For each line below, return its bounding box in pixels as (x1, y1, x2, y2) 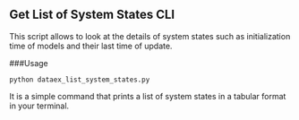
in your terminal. (9, 100, 70, 111)
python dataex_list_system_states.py (9, 75, 150, 84)
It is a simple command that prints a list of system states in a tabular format (9, 90, 286, 101)
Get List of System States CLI (9, 7, 175, 22)
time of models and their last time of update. (9, 40, 173, 51)
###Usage (9, 57, 49, 68)
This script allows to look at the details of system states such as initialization (9, 30, 291, 41)
